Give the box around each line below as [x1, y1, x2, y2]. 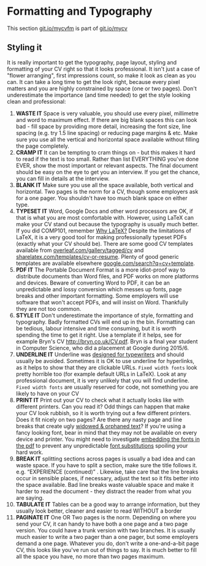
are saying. [15, 494, 44, 501]
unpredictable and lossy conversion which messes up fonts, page [15, 285, 182, 293]
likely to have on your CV [15, 389, 79, 397]
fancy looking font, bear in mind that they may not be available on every [15, 429, 197, 436]
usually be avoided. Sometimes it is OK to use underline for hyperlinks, [15, 357, 195, 364]
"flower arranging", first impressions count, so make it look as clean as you [7, 72, 197, 79]
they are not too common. [15, 305, 82, 312]
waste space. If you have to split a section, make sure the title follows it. [15, 461, 198, 468]
